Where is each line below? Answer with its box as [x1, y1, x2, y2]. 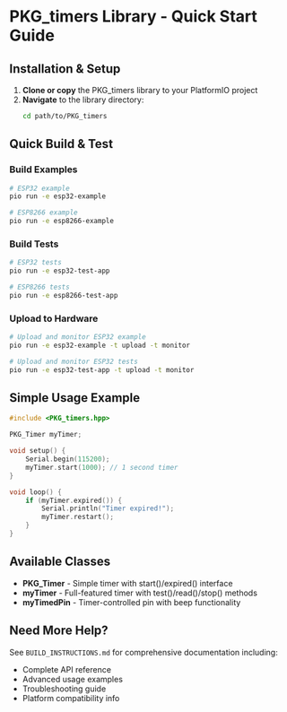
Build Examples [9, 163, 78, 176]
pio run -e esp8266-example [9, 217, 115, 226]
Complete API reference [22, 664, 112, 674]
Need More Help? [9, 623, 109, 638]
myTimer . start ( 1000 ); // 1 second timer [25, 463, 178, 472]
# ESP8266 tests [9, 282, 70, 292]
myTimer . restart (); [41, 513, 115, 522]
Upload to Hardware [9, 312, 99, 325]
